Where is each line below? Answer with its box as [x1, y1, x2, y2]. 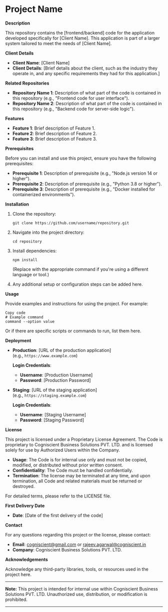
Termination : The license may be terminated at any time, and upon [12, 472, 150, 478]
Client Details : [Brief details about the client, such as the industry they [12, 65, 157, 71]
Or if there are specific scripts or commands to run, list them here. [5, 328, 141, 334]
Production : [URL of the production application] [12, 347, 111, 353]
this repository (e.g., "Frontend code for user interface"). [12, 95, 129, 101]
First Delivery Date [5, 502, 45, 508]
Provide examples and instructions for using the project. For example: [5, 300, 148, 306]
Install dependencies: [12, 248, 57, 254]
